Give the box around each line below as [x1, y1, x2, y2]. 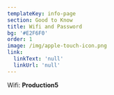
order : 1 [7, 36, 33, 43]
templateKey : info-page [7, 10, 76, 17]
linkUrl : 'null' [13, 62, 60, 69]
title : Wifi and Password [7, 23, 82, 30]
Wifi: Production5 [7, 80, 59, 89]
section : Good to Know [7, 17, 73, 24]
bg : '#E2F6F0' [7, 29, 49, 37]
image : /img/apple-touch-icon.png [7, 42, 108, 49]
